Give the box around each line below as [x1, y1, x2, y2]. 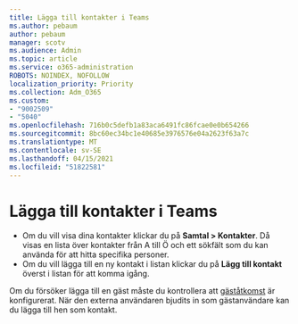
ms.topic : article [9, 54, 78, 63]
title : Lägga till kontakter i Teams [9, 12, 150, 22]
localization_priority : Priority [9, 79, 134, 88]
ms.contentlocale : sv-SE [9, 145, 102, 154]
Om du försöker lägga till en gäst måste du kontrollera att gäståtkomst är [9, 286, 276, 296]
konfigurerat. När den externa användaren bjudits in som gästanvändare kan [9, 295, 290, 306]
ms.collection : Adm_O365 [9, 87, 102, 96]
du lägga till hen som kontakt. [9, 304, 118, 315]
